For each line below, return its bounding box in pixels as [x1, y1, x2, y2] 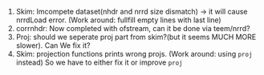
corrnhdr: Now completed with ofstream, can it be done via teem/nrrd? [15, 24, 250, 33]
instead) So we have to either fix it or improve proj [15, 57, 183, 67]
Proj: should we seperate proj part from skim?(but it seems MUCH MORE [15, 32, 257, 41]
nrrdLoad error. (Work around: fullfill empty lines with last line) [15, 15, 222, 25]
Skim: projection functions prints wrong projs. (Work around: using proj [15, 49, 253, 58]
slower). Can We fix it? [15, 41, 91, 50]
